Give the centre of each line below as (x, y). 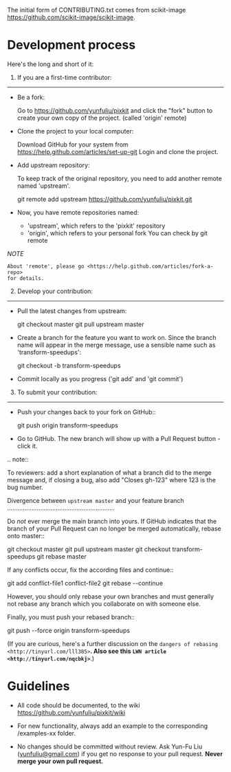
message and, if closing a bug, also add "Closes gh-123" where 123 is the (112, 480)
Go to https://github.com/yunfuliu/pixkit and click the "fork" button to (115, 110)
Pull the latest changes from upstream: (72, 311)
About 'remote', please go (46, 266)
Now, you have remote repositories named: (78, 212)
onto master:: (26, 535)
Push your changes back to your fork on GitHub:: (86, 411)
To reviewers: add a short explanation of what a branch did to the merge (109, 472)
